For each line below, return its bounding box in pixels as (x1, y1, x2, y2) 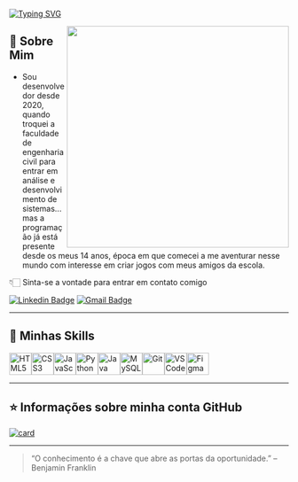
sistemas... (21, 203, 62, 214)
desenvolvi (21, 184, 62, 195)
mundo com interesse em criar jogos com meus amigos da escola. (21, 260, 265, 270)
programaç (21, 222, 63, 232)
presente (21, 240, 55, 252)
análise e (21, 175, 56, 185)
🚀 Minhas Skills (9, 329, 95, 344)
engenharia (21, 146, 65, 157)
